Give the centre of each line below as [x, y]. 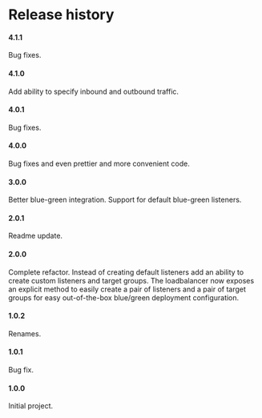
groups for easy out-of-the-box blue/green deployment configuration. [124, 297]
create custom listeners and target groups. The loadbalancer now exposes [131, 280]
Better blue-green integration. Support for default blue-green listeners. [125, 200]
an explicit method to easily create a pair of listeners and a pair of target [127, 289]
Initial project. [31, 406]
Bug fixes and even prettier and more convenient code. [99, 163]
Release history [61, 15]
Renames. [25, 333]
